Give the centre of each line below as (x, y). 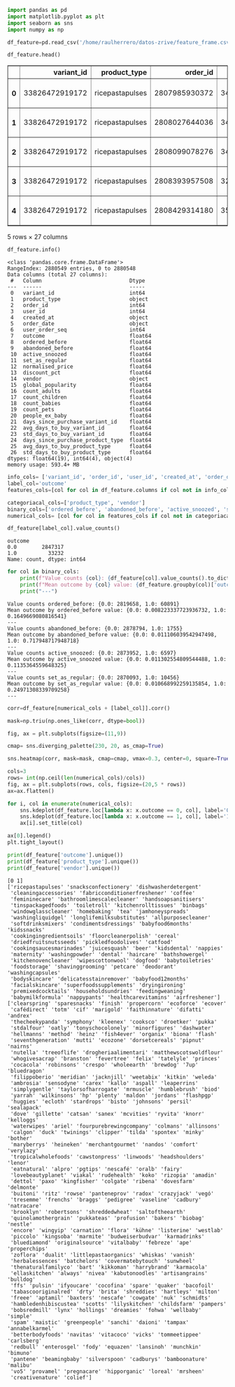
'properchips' (28, 1249)
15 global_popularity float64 (81, 385)
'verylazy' (23, 1150)
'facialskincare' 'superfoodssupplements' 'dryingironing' (98, 985)
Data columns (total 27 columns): (58, 275)
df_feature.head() (34, 55)
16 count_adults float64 (81, 391)
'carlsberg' (24, 1341)
